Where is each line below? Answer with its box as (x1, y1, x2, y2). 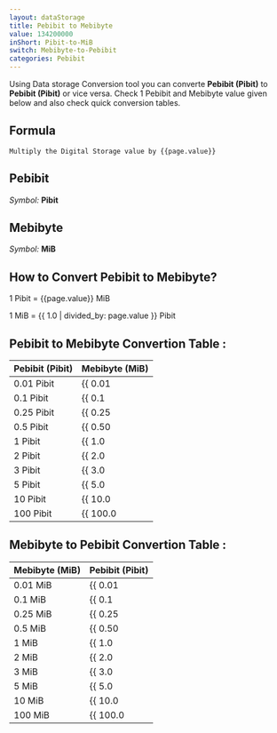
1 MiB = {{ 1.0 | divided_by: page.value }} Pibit (9, 310, 176, 321)
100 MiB (13, 708, 51, 721)
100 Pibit (13, 507, 52, 520)
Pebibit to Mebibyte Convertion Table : (9, 336, 226, 351)
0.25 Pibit (13, 406, 55, 418)
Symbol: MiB (9, 243, 56, 254)
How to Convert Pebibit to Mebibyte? (9, 269, 218, 284)
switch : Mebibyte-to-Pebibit (9, 46, 117, 55)
